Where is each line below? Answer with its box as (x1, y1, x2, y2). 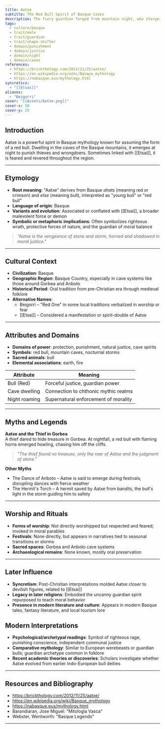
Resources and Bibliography (5, 679, 93, 688)
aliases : (5, 90, 23, 95)
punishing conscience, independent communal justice (12, 640, 122, 646)
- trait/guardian (9, 35, 45, 40)
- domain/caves (9, 58, 41, 63)
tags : (5, 21, 16, 26)
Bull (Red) (7, 380, 30, 387)
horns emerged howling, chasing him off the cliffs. (5, 441, 107, 447)
